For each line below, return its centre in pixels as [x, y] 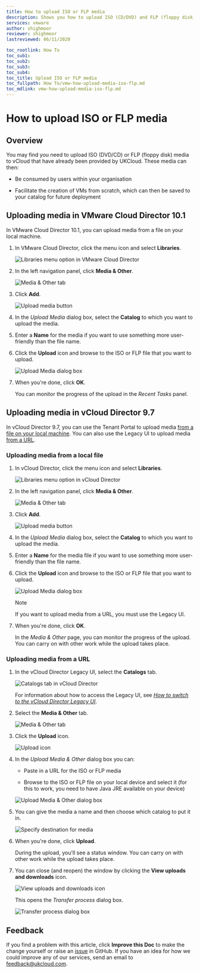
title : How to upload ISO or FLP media [56, 12]
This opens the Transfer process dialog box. [69, 900]
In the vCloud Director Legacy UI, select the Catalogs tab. [86, 672]
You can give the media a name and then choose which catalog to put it [102, 812]
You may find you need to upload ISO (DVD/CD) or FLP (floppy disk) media [98, 155]
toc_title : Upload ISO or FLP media [51, 78]
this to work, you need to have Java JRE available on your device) [104, 789]
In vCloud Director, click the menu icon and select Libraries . [88, 468]
